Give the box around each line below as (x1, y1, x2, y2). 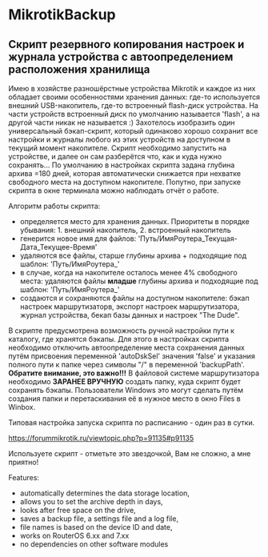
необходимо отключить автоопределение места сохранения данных (8, 343, 246, 352)
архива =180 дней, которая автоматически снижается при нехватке (8, 169, 242, 178)
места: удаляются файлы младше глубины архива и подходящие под (19, 276, 258, 286)
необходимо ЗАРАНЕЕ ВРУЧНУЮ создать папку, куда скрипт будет (8, 377, 242, 386)
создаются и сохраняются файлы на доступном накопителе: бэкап (19, 294, 250, 303)
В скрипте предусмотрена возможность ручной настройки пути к (8, 326, 234, 335)
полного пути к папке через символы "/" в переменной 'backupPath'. (8, 360, 246, 369)
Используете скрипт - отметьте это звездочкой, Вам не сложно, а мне (8, 449, 251, 458)
